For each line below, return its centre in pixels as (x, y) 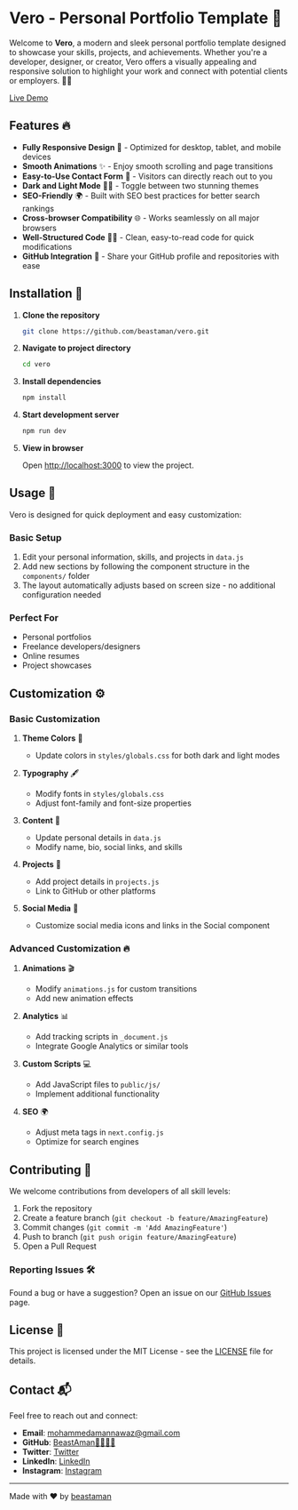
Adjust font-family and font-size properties (114, 803)
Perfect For (34, 618)
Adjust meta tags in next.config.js (99, 1132)
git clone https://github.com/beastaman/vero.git (116, 331)
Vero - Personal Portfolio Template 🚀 (145, 18)
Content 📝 (41, 821)
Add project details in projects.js (97, 882)
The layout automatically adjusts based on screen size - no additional (149, 585)
